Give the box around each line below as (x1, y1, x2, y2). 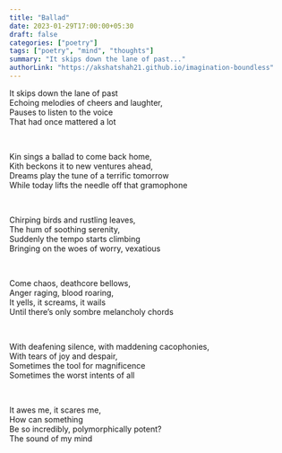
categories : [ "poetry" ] (9, 38, 98, 48)
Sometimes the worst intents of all (9, 370, 135, 380)
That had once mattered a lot (9, 116, 116, 126)
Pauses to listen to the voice (9, 107, 114, 118)
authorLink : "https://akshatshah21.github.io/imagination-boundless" (9, 64, 275, 73)
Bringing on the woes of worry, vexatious (9, 243, 161, 254)
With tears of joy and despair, (9, 351, 118, 362)
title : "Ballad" (9, 13, 70, 22)
